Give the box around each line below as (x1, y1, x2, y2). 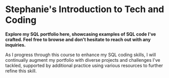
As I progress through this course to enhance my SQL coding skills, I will (5, 52, 156, 58)
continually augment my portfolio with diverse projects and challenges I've (5, 57, 160, 63)
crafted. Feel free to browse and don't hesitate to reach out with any (5, 36, 151, 43)
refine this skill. (5, 67, 37, 74)
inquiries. (5, 42, 26, 48)
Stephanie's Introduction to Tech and (5, 4, 164, 15)
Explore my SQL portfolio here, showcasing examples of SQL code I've (5, 31, 156, 37)
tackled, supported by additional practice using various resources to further (5, 62, 163, 68)
